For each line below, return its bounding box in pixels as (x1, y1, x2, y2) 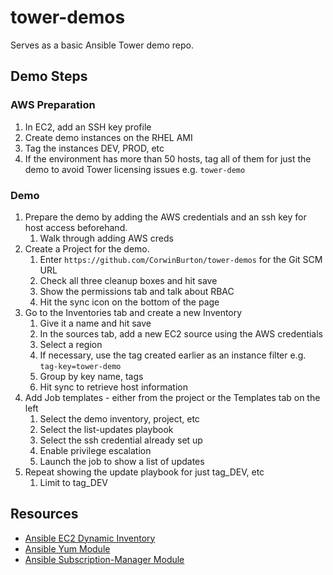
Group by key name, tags (39, 370, 144, 382)
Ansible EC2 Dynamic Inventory (24, 532, 156, 544)
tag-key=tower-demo (39, 361, 122, 371)
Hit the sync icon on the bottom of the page (39, 296, 220, 308)
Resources (10, 506, 79, 523)
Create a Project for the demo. (24, 242, 150, 255)
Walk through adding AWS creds (39, 232, 174, 244)
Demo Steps (10, 68, 88, 85)
